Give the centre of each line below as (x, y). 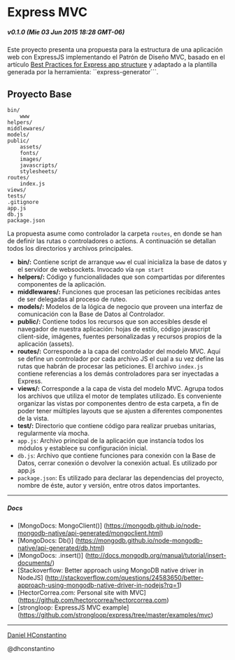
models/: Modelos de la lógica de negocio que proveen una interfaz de (120, 306)
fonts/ (29, 153)
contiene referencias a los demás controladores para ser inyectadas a (118, 373)
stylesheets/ (39, 171)
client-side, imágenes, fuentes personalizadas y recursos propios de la (120, 336)
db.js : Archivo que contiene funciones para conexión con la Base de (116, 455)
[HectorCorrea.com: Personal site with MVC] (82, 592)
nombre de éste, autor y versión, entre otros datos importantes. (109, 485)
